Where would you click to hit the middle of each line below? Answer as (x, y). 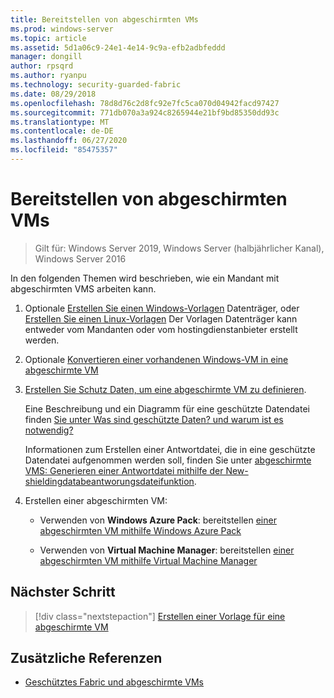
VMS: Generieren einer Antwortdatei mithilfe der (124, 470)
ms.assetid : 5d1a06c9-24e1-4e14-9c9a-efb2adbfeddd (118, 47)
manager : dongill (46, 57)
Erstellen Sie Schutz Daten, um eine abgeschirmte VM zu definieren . (165, 389)
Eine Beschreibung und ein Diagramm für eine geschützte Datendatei (167, 408)
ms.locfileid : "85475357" (64, 150)
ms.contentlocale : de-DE (62, 131)
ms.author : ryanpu (48, 76)
